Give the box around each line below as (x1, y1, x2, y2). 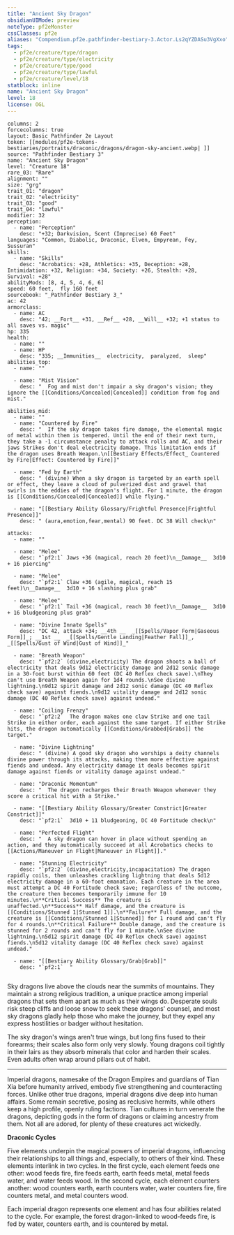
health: (7, 334, 30, 341)
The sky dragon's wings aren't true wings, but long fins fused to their (7, 1032, 206, 1041)
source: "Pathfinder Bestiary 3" (7, 151, 104, 158)
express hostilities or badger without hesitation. (7, 1019, 144, 1028)
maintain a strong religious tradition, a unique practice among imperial (7, 989, 208, 997)
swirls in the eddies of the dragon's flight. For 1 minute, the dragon (7, 487, 223, 494)
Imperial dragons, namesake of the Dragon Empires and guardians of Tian (7, 1075, 219, 1083)
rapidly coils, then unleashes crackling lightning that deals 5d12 (7, 872, 210, 879)
